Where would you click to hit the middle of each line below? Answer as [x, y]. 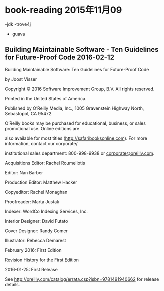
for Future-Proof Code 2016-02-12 [60, 58]
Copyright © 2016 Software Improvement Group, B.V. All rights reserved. [80, 89]
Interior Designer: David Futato [37, 221]
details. [13, 284]
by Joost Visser [21, 79]
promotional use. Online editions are [42, 128]
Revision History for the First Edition [42, 260]
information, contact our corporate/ [42, 143]
